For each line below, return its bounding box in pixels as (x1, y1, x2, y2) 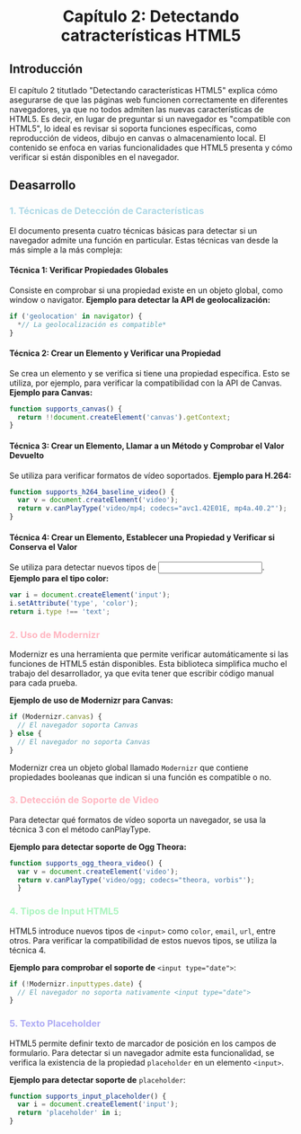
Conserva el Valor (9, 541, 78, 552)
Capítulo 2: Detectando (62, 6, 240, 27)
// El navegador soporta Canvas (17, 721, 139, 730)
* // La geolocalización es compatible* (17, 320, 167, 329)
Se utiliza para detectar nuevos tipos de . (9, 562, 265, 572)
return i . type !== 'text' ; (9, 607, 111, 616)
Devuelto (9, 449, 45, 460)
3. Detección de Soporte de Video (9, 793, 160, 806)
